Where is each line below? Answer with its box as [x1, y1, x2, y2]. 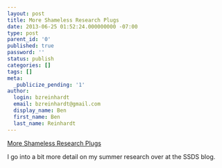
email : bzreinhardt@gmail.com [13, 101, 101, 108]
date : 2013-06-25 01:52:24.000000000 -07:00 [7, 23, 138, 30]
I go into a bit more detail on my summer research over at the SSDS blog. [7, 152, 216, 160]
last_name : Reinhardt [13, 119, 76, 127]
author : [7, 87, 30, 94]
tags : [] [7, 68, 33, 75]
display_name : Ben [13, 107, 67, 114]
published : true [7, 42, 54, 49]
